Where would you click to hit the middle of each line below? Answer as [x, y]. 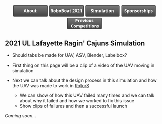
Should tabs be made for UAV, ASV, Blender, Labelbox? [69, 55]
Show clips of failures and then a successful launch [73, 106]
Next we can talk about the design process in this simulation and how [85, 80]
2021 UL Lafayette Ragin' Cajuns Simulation [75, 44]
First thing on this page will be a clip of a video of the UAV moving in [83, 65]
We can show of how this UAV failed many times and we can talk [87, 95]
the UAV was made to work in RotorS [51, 86]
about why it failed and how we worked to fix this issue [77, 101]
